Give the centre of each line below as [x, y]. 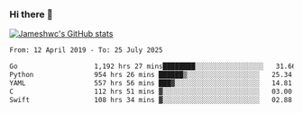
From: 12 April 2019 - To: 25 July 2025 [87, 50]
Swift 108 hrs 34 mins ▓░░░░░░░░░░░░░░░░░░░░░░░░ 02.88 [151, 100]
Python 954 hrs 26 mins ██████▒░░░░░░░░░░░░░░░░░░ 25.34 [151, 75]
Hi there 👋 [32, 14]
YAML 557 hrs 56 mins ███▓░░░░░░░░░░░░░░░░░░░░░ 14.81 [151, 83]
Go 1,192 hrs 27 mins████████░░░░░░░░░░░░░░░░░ [137, 66]
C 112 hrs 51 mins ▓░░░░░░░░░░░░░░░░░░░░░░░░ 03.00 [151, 91]
